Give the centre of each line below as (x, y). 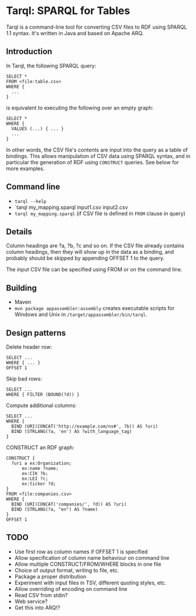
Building (21, 288)
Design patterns (36, 333)
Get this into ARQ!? (37, 607)
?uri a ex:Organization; (42, 463)
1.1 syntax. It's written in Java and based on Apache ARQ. (75, 33)
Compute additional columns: (42, 405)
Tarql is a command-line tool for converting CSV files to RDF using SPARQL (97, 27)
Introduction (29, 52)
